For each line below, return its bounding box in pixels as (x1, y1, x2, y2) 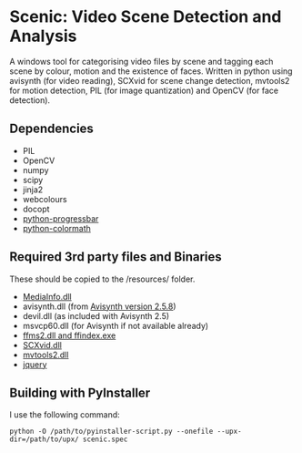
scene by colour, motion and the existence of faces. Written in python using (9, 66, 293, 77)
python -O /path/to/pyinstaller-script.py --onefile (9, 427, 214, 437)
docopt (22, 203, 50, 214)
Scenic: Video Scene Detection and (9, 6, 282, 27)
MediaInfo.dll (22, 291, 73, 302)
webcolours (22, 193, 67, 204)
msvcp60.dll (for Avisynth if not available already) (22, 320, 209, 331)
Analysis (9, 26, 77, 46)
